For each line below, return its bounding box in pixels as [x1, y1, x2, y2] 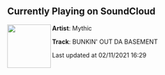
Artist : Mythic [52, 24, 93, 32]
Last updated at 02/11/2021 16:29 [52, 51, 147, 59]
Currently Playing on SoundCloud [7, 6, 156, 17]
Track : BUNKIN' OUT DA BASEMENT [52, 37, 158, 46]
